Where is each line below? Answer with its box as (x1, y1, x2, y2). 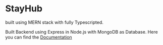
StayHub (5, 3, 43, 14)
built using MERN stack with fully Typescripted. (5, 19, 103, 25)
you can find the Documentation (5, 34, 72, 40)
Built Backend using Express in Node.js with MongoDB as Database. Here (5, 29, 158, 35)
